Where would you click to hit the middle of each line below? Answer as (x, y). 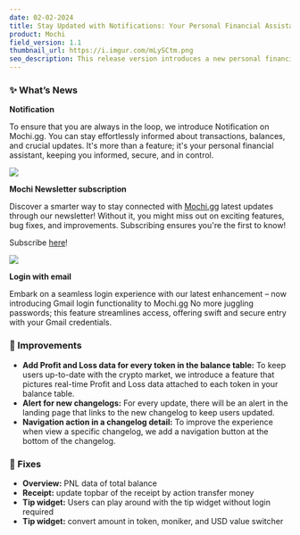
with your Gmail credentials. (61, 323)
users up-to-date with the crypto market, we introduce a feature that (148, 374)
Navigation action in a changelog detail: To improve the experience (148, 422)
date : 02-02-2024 (42, 17)
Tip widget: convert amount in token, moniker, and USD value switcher (153, 521)
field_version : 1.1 (46, 42)
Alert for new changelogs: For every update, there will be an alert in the (155, 403)
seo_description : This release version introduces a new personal (135, 59)
